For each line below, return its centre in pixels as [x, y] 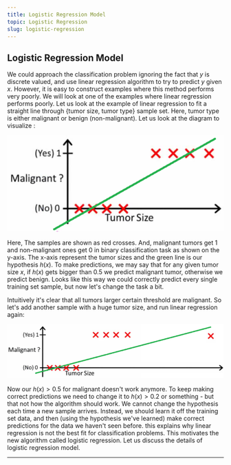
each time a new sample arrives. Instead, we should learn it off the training [113, 411]
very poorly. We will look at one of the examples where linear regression [109, 96]
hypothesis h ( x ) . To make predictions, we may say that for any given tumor [113, 265]
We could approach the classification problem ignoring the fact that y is [108, 74]
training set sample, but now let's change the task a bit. [86, 287]
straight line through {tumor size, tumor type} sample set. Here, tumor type [113, 111]
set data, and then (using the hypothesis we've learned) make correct [106, 418]
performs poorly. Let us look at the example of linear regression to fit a [107, 104]
